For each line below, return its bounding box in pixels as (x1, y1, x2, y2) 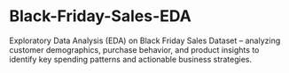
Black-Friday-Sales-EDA (9, 6, 192, 26)
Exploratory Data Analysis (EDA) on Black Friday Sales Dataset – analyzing (9, 35, 281, 46)
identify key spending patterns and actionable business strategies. (9, 54, 253, 64)
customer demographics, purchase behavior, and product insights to (9, 44, 260, 55)
